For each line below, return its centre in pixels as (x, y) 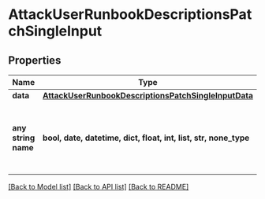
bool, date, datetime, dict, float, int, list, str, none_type (146, 138)
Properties (35, 60)
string (24, 138)
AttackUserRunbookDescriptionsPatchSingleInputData (148, 96)
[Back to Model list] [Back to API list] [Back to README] (99, 187)
